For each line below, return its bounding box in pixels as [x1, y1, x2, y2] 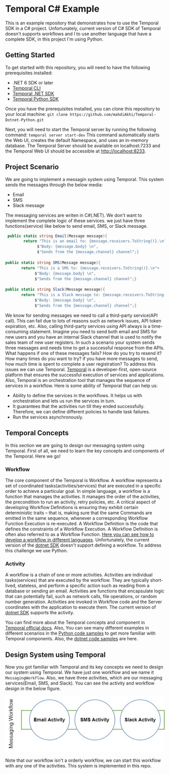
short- [150, 577, 163, 583]
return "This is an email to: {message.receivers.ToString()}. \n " [23, 239, 166, 244]
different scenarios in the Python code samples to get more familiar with [5, 630, 156, 636]
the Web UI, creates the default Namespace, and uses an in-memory [5, 137, 149, 143]
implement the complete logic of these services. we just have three [5, 217, 145, 224]
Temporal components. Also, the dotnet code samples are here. [5, 636, 138, 642]
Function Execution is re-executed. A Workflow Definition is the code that [5, 520, 158, 526]
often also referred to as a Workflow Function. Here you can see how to [5, 531, 154, 537]
